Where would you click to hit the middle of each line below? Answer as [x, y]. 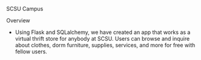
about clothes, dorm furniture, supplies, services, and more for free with [105, 45]
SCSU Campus [25, 9]
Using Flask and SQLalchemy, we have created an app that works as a [103, 32]
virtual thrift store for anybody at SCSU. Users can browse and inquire [102, 38]
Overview [18, 20]
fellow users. [31, 52]
